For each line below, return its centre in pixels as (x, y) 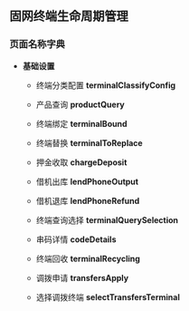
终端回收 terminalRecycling (88, 258)
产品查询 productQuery (80, 104)
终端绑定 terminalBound (81, 123)
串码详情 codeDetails (76, 239)
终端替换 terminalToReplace (89, 142)
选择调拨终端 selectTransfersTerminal (108, 296)
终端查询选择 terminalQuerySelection (107, 219)
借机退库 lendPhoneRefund (88, 200)
